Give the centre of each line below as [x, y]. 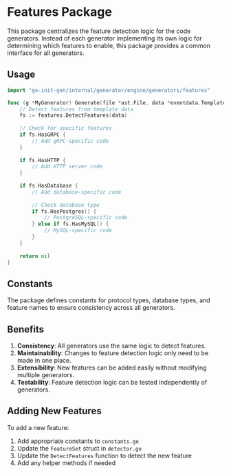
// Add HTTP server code [67, 167]
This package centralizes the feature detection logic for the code [99, 31]
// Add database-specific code [77, 192]
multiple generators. [45, 375]
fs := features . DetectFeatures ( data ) [74, 115]
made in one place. [44, 360]
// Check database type [66, 205]
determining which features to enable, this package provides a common [109, 45]
